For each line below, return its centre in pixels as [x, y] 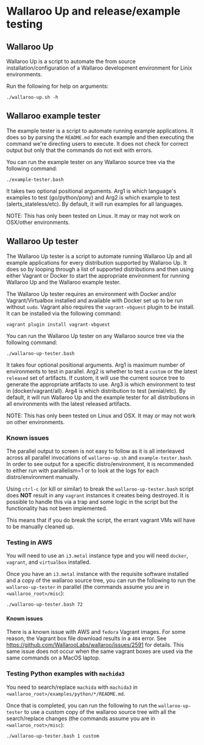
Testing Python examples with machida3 [65, 674]
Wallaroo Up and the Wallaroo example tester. [63, 282]
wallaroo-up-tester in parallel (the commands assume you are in [88, 587]
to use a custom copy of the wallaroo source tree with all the [100, 711]
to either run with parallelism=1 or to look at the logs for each [83, 470]
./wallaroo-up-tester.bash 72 [45, 605]
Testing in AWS [30, 542]
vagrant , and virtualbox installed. [49, 562]
